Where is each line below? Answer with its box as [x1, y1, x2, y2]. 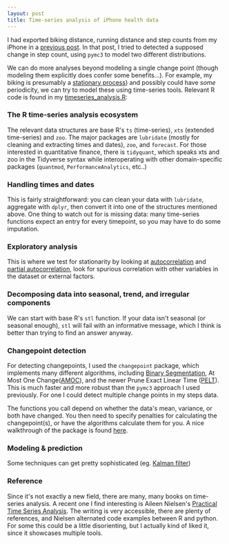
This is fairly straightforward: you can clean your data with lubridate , [7, 195, 204, 204]
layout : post [7, 10, 45, 17]
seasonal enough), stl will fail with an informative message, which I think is [7, 321, 221, 329]
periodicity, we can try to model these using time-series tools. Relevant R [7, 86, 215, 94]
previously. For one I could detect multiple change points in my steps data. [7, 391, 219, 399]
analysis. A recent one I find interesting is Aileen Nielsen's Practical [26, 499, 217, 507]
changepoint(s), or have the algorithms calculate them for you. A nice [7, 418, 205, 427]
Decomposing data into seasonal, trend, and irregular [7, 289, 190, 299]
